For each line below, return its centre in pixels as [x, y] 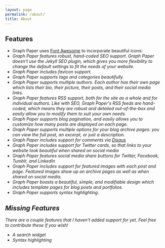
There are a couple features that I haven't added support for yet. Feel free [81, 220]
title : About [19, 19]
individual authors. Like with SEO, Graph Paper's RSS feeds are [77, 103]
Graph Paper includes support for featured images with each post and [84, 166]
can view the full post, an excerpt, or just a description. [68, 135]
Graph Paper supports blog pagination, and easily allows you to [78, 119]
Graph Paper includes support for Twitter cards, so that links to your [82, 145]
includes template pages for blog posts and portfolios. [68, 187]
